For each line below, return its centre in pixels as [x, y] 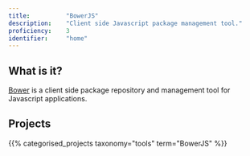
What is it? [35, 70]
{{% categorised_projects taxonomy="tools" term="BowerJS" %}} [118, 143]
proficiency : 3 [39, 31]
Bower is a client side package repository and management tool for [119, 90]
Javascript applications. [48, 99]
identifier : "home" [48, 38]
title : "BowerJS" [53, 16]
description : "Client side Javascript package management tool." [125, 23]
